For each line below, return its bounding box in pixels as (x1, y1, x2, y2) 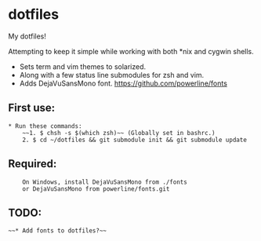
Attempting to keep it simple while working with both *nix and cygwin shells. (8, 46, 255, 56)
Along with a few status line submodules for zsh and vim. (19, 70, 205, 79)
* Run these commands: (8, 122, 82, 130)
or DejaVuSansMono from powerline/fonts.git (22, 184, 170, 193)
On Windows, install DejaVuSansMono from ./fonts (22, 178, 188, 186)
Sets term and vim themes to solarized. (19, 61, 147, 71)
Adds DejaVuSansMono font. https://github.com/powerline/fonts (19, 79, 227, 88)
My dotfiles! (8, 31, 47, 41)
